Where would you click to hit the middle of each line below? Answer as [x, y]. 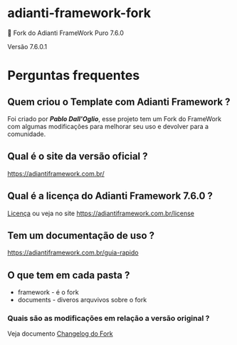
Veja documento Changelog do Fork [60, 334]
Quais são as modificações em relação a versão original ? [109, 319]
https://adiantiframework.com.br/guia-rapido [73, 253]
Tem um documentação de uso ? [81, 236]
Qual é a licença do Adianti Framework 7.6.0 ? [110, 196]
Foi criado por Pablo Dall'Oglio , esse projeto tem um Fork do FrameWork [115, 118]
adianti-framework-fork [79, 13]
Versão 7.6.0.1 [27, 46]
